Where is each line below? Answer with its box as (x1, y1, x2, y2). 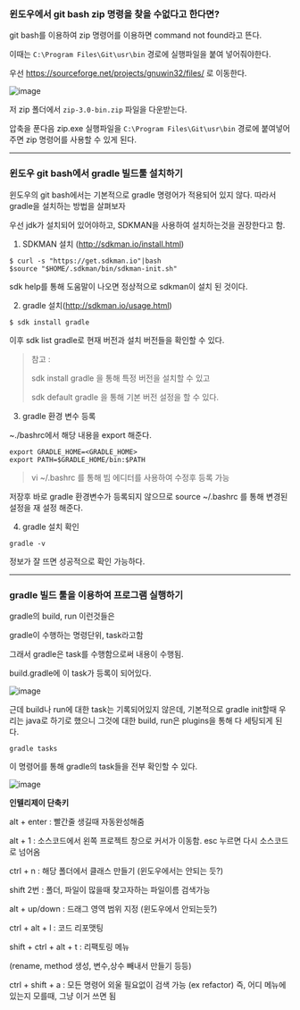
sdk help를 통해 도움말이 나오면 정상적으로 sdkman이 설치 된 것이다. (9, 281, 248, 291)
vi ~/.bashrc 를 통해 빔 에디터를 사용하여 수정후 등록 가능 (30, 472, 230, 483)
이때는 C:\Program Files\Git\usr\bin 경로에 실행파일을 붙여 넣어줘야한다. (9, 49, 271, 60)
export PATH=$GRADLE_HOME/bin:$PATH (9, 455, 146, 464)
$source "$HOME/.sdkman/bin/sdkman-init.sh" (9, 264, 178, 274)
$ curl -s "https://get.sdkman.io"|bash (9, 257, 162, 265)
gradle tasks (9, 744, 58, 753)
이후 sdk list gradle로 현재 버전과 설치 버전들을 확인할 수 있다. (9, 334, 225, 345)
